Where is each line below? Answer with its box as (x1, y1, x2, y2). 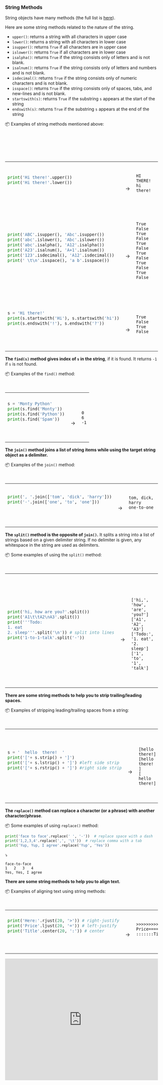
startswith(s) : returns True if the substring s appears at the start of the (12, 96, 155, 102)
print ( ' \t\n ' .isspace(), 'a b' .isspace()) (7, 257, 110, 263)
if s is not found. (5, 361, 37, 367)
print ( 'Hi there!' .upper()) (7, 175, 72, 180)
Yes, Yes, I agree (5, 870, 42, 875)
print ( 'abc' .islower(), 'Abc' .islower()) (7, 237, 105, 242)
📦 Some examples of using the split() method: (5, 552, 102, 558)
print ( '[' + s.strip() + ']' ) (7, 755, 75, 760)
